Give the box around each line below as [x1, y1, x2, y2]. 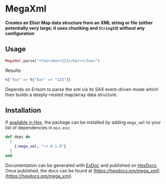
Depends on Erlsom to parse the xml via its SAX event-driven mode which [5, 86, 158, 92]
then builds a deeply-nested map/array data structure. [5, 91, 118, 98]
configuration [5, 30, 35, 36]
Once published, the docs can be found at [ [5, 167, 96, 173]
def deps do [5, 134, 30, 140]
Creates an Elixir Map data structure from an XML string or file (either [5, 20, 153, 26]
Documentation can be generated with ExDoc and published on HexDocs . [5, 162, 158, 168]
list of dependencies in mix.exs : [5, 125, 71, 131]
